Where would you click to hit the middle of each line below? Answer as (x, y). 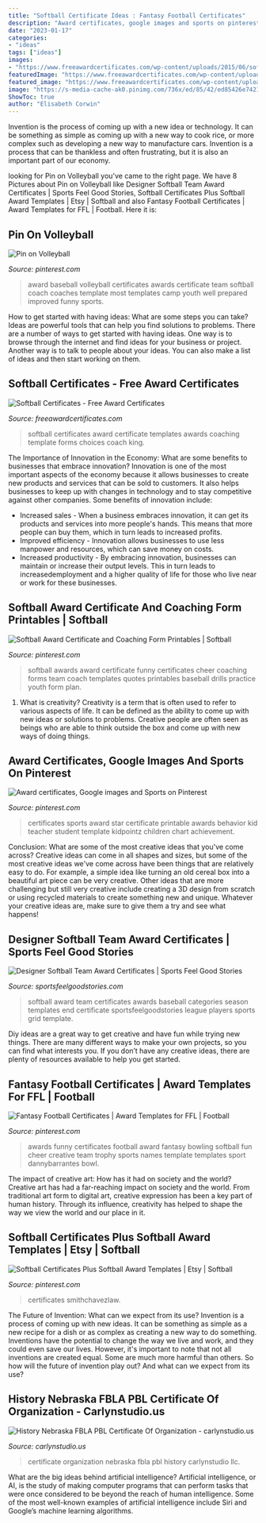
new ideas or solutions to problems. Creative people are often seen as (134, 719)
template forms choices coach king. (86, 442)
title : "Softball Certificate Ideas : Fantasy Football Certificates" (127, 15)
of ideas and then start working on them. (74, 359)
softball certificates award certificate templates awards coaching (133, 434)
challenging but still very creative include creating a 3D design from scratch (132, 889)
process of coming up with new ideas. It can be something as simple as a (128, 1324)
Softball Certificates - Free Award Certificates (124, 384)
